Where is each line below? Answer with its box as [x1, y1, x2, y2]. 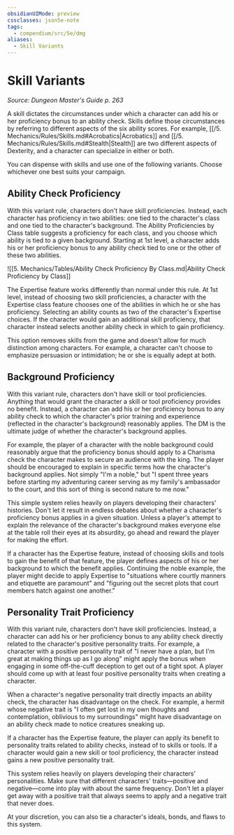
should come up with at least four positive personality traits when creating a [7, 669, 226, 678]
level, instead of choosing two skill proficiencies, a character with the [7, 293, 207, 301]
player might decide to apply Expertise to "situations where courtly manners [7, 571, 226, 580]
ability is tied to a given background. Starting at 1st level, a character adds [7, 235, 220, 245]
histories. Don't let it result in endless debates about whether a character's [7, 506, 222, 514]
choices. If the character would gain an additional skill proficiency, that [7, 315, 211, 324]
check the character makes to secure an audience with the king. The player [7, 455, 225, 463]
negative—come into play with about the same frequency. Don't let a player [7, 784, 224, 793]
